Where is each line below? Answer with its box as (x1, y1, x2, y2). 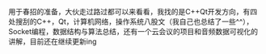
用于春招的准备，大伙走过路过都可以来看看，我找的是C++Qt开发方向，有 (8, 7, 251, 16)
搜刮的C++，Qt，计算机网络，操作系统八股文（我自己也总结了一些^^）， (15, 17, 254, 26)
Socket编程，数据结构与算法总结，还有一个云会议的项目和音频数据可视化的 (8, 27, 259, 36)
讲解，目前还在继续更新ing (8, 37, 97, 46)
